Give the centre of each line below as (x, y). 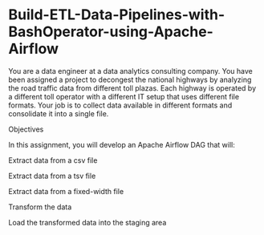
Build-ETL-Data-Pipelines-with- (117, 15)
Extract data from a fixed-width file (66, 191)
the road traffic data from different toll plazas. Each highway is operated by (132, 88)
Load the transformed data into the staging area (87, 222)
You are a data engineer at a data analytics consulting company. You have (130, 71)
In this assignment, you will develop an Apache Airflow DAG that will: (122, 144)
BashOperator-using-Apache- (111, 32)
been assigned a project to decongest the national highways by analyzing (130, 79)
